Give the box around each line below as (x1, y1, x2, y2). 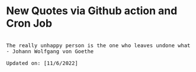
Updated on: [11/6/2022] (6, 60, 78, 66)
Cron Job (6, 17, 52, 30)
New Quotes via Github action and (6, 4, 178, 18)
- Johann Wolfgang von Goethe (6, 48, 94, 54)
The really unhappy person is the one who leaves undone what (6, 42, 191, 48)
